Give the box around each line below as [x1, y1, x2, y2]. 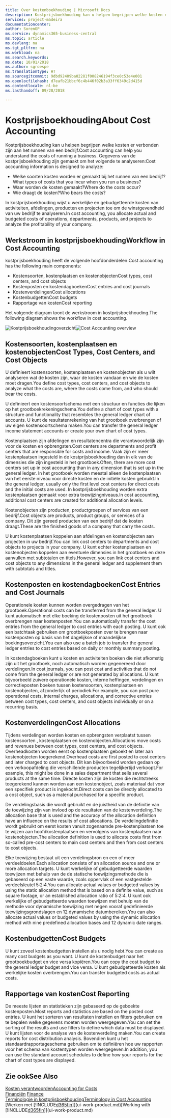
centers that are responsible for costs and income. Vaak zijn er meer [5, 449, 149, 455]
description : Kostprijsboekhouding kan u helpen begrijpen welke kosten [5, 12, 163, 17]
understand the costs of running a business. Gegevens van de [5, 153, 136, 159]
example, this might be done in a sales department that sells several [5, 770, 148, 776]
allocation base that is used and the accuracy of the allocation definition [5, 812, 157, 818]
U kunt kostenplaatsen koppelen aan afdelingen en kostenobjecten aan [5, 533, 154, 539]
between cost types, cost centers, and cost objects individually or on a [5, 698, 154, 704]
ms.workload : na [5, 50, 40, 55]
